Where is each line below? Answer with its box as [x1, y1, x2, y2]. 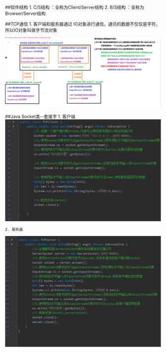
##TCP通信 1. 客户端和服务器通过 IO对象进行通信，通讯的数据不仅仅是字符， [5, 21, 161, 27]
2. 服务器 [5, 227, 23, 232]
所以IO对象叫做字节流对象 [5, 27, 58, 33]
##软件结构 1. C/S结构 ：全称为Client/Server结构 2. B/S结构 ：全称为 [5, 4, 144, 10]
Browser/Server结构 [5, 10, 46, 16]
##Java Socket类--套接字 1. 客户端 [5, 113, 76, 120]
